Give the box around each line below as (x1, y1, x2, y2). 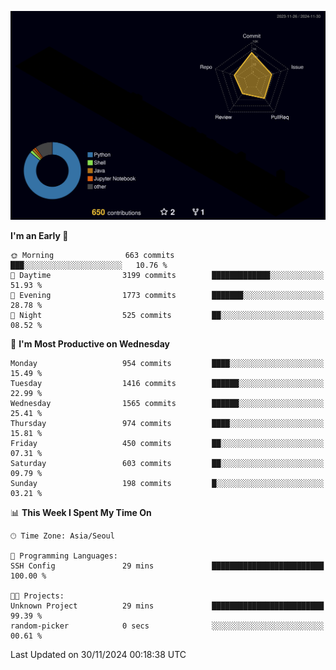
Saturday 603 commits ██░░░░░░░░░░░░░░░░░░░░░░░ (10, 459, 325, 469)
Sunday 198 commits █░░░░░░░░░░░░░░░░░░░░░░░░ (10, 479, 325, 489)
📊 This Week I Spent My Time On (10, 507, 152, 519)
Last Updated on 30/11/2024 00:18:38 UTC (10, 649, 187, 661)
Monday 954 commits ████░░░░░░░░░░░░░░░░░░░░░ (10, 359, 325, 369)
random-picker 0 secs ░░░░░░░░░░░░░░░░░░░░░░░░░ (10, 621, 325, 631)
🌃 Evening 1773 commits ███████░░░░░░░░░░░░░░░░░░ (10, 291, 325, 301)
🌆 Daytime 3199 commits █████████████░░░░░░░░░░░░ (10, 271, 325, 281)
